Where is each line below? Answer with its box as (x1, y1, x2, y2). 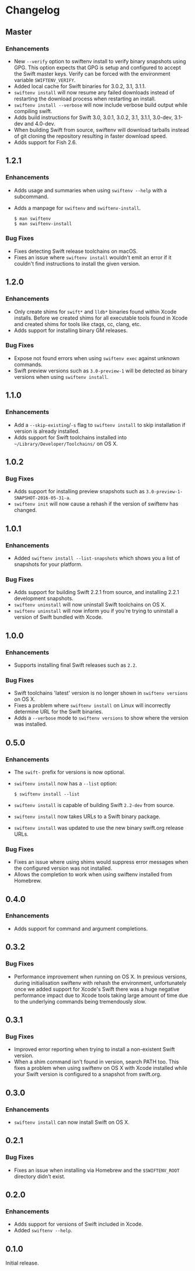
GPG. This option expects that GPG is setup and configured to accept (13, 64, 182, 71)
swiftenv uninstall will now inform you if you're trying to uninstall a (13, 608, 179, 615)
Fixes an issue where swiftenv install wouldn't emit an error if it (13, 253, 172, 261)
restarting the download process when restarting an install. (13, 95, 156, 102)
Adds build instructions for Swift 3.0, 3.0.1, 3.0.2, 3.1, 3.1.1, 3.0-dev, (13, 114, 173, 121)
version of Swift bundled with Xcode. (13, 614, 103, 621)
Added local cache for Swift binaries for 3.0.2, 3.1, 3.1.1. (13, 83, 147, 90)
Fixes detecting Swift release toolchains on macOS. (13, 248, 138, 255)
